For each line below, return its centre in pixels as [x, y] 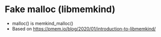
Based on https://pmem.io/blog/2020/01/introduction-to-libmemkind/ [84, 28]
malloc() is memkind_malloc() [43, 23]
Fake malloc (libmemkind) [60, 9]
